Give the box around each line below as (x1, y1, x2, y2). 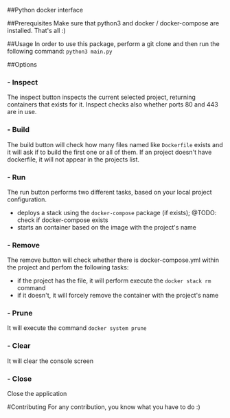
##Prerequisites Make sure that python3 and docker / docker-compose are (7, 19, 220, 27)
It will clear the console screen (7, 357, 94, 365)
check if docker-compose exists (16, 216, 108, 224)
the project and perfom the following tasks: (7, 263, 129, 272)
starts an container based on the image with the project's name (16, 223, 197, 231)
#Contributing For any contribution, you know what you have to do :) (7, 403, 200, 411)
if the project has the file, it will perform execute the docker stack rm (16, 276, 211, 285)
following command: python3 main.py (7, 47, 113, 55)
